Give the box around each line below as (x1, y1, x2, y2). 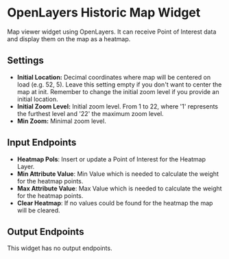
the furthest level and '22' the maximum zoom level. (16, 109, 164, 117)
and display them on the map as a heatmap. (7, 34, 131, 43)
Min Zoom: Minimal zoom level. (16, 117, 106, 125)
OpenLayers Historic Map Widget (7, 5, 201, 21)
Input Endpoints (7, 137, 77, 148)
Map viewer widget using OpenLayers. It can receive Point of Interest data (7, 27, 217, 36)
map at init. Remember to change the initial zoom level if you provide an (16, 87, 219, 95)
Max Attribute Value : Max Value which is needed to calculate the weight (16, 184, 222, 192)
